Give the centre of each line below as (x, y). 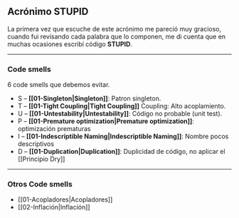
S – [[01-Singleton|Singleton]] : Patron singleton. (89, 98)
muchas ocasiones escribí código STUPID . (70, 44)
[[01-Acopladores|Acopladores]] (65, 199)
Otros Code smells (40, 185)
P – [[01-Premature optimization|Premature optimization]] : (106, 121)
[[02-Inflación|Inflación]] (54, 207)
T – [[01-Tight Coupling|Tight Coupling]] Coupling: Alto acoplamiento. (122, 106)
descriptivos (36, 144)
